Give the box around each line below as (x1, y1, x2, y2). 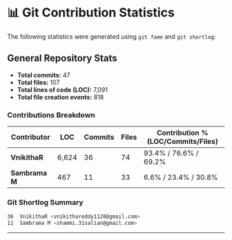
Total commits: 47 (17, 71, 70, 79)
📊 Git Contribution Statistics (7, 5, 175, 21)
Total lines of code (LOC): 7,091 (17, 85, 108, 93)
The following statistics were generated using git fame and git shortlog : (7, 32, 216, 41)
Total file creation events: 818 (17, 93, 104, 101)
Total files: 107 (17, 78, 60, 86)
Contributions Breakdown (7, 110, 95, 120)
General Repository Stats (7, 53, 117, 64)
